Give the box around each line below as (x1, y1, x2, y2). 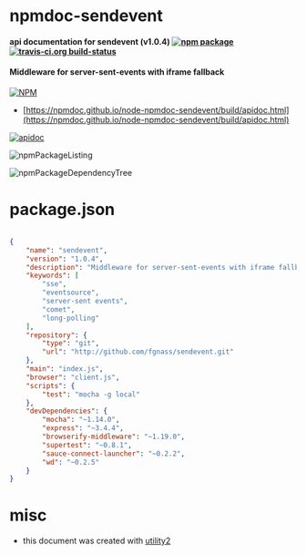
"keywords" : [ (25, 271, 79, 281)
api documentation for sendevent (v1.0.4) (9, 36, 170, 46)
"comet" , (42, 304, 76, 314)
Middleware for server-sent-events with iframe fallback (9, 67, 225, 77)
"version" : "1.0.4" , (25, 254, 104, 263)
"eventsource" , (42, 288, 100, 297)
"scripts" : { (25, 381, 76, 390)
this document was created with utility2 (22, 535, 171, 547)
